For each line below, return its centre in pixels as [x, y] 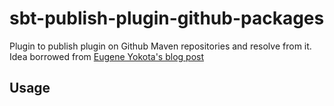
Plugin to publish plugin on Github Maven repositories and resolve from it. [160, 46]
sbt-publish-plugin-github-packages [167, 18]
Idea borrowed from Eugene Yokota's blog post [107, 56]
